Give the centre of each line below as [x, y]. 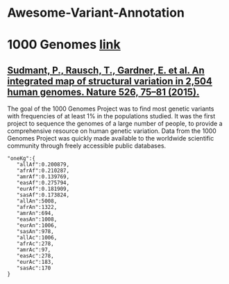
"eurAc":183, [35, 262]
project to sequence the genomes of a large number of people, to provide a [115, 124]
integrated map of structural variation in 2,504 [110, 81]
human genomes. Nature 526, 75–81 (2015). [103, 92]
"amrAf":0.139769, [43, 177]
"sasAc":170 [34, 268]
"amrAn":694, [35, 214]
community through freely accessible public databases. [87, 146]
